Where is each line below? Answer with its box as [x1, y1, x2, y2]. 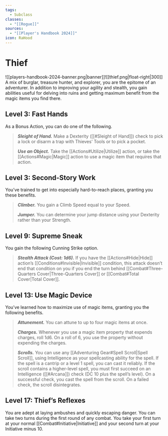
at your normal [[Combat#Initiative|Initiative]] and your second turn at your [5, 420, 159, 426]
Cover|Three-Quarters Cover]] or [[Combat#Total [37, 271, 139, 277]
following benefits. [5, 309, 44, 316]
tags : [5, 7, 17, 13]
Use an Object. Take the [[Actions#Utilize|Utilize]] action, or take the [17, 148, 160, 154]
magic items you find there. [5, 95, 62, 101]
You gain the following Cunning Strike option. [5, 245, 99, 251]
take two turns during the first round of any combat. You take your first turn [5, 415, 161, 421]
